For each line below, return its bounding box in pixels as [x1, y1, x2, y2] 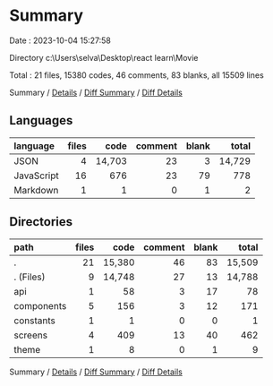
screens [13, 329, 47, 341]
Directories [9, 214, 73, 229]
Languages [9, 113, 73, 128]
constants [13, 314, 55, 327]
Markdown [13, 184, 59, 196]
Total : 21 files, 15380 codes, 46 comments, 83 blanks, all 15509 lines [9, 69, 264, 81]
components [13, 299, 67, 312]
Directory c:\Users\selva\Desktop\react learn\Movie [9, 52, 199, 63]
